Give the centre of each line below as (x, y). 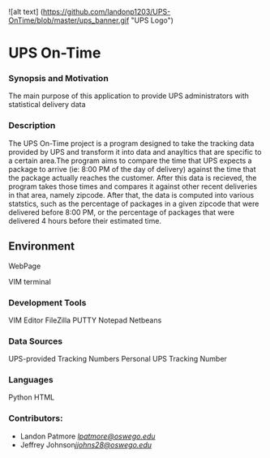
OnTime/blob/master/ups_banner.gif (69, 20)
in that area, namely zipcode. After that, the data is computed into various (131, 195)
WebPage (25, 266)
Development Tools (47, 302)
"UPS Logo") (152, 20)
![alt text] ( (26, 12)
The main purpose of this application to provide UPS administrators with (129, 96)
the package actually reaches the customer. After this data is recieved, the (133, 178)
